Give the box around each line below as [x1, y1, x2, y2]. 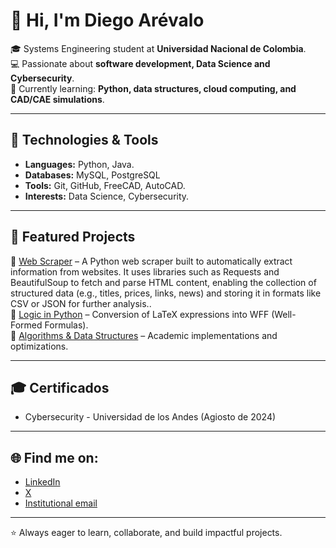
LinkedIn [24, 476, 61, 488]
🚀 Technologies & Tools [10, 132, 159, 149]
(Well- [271, 308, 297, 320]
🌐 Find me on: [10, 449, 99, 466]
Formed [10, 319, 43, 331]
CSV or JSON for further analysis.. [10, 297, 152, 309]
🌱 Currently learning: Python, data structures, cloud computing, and [10, 82, 297, 94]
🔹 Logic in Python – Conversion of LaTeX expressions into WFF [10, 308, 270, 320]
